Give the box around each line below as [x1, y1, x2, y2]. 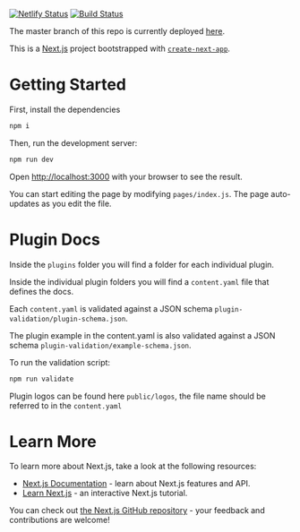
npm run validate [9, 374, 74, 383]
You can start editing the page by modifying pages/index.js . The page [9, 188, 270, 199]
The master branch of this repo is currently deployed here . [9, 26, 226, 36]
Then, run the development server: [9, 137, 138, 148]
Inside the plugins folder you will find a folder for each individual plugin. [9, 259, 275, 270]
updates [9, 198, 40, 209]
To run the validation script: [9, 356, 110, 367]
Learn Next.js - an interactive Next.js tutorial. [21, 488, 188, 499]
